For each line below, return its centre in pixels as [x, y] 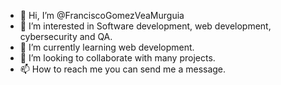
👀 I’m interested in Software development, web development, [145, 26]
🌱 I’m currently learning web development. [107, 47]
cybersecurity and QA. [66, 36]
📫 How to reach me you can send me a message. [123, 69]
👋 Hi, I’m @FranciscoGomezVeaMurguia [102, 15]
